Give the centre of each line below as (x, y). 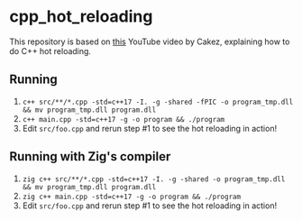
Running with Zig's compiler (90, 156)
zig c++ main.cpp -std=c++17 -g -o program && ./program (132, 197)
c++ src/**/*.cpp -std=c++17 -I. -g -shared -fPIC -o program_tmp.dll (158, 102)
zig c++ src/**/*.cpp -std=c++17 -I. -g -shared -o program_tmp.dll (154, 179)
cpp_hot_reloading (81, 17)
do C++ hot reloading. (50, 50)
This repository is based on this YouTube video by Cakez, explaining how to (150, 41)
